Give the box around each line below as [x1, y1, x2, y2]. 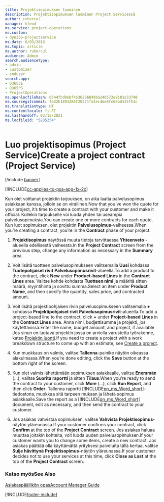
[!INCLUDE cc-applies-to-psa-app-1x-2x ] [5, 186, 88, 192]
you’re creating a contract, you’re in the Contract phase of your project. [5, 227, 151, 233]
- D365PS [5, 85, 23, 91]
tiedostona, [12, 391, 35, 397]
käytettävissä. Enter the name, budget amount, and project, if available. [12, 324, 156, 330]
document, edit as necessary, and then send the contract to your [12, 402, 144, 407]
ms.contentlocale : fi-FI [5, 108, 56, 114]
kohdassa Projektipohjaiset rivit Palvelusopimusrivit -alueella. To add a [12, 308, 158, 314]
